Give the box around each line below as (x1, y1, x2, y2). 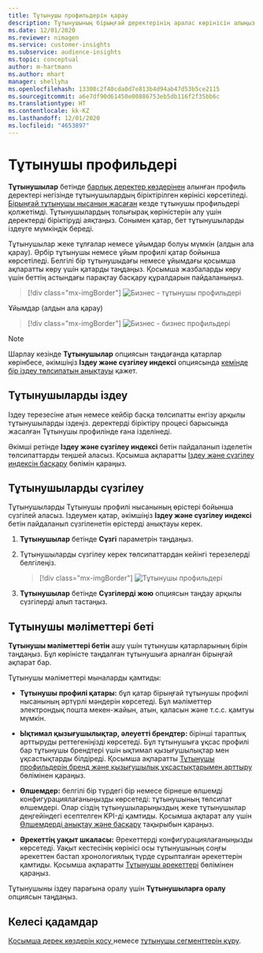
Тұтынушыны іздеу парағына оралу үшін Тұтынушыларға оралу (8, 884, 226, 893)
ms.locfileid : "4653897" (8, 122, 90, 129)
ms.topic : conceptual (8, 56, 80, 64)
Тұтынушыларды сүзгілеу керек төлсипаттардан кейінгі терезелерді (19, 550, 250, 559)
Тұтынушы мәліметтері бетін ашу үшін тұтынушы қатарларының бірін (8, 641, 248, 651)
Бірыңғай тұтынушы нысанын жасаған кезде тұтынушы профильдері (8, 198, 240, 208)
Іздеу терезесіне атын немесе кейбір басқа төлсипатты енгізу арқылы (8, 410, 246, 419)
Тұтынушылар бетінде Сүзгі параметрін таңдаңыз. (19, 535, 194, 544)
